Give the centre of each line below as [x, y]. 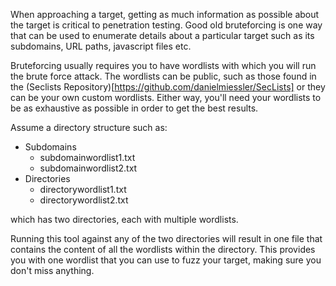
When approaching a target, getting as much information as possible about [165, 14]
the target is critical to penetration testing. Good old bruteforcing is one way [166, 25]
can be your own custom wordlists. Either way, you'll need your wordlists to [166, 97]
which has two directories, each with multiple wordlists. [124, 219]
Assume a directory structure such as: [89, 127]
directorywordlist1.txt [83, 189]
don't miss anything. [52, 270]
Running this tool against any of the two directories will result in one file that [166, 238]
